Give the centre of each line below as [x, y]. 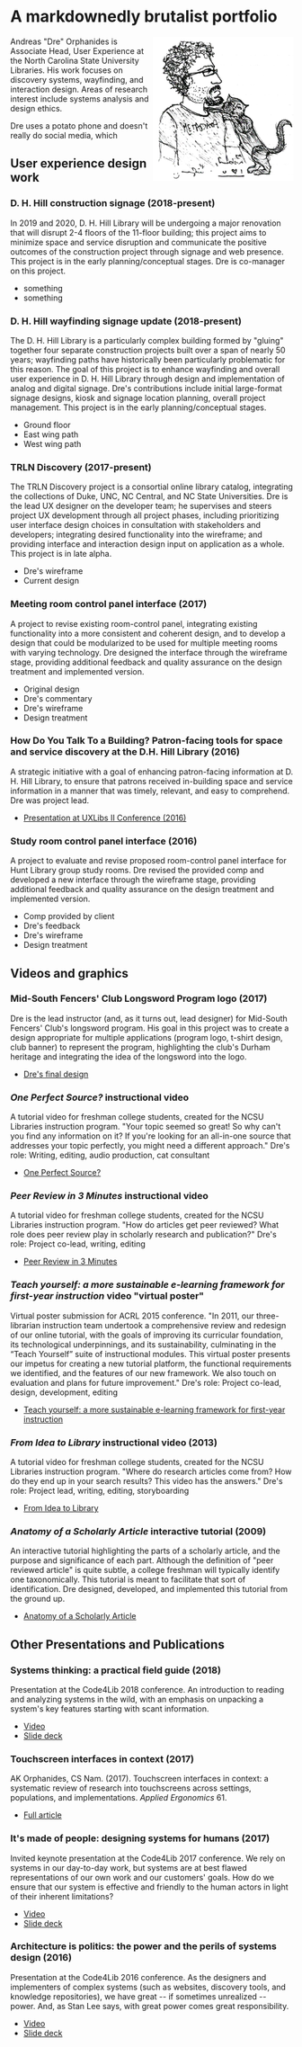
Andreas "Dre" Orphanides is [64, 41]
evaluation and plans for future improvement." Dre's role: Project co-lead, [146, 1382]
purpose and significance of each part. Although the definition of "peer [142, 1560]
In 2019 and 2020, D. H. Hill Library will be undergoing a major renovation [146, 223]
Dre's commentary [58, 698]
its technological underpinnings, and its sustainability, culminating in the [143, 1344]
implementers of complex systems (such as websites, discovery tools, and [148, 1987]
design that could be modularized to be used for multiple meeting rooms [144, 643]
